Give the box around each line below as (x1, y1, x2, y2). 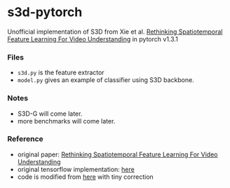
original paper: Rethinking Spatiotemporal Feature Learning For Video (17, 150, 218, 159)
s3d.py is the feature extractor (17, 68, 104, 77)
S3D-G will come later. (17, 109, 83, 118)
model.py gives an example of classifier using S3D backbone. (17, 76, 194, 84)
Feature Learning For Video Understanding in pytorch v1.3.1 (7, 34, 179, 43)
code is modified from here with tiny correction (17, 173, 154, 181)
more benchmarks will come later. (17, 116, 116, 125)
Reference (7, 134, 43, 144)
